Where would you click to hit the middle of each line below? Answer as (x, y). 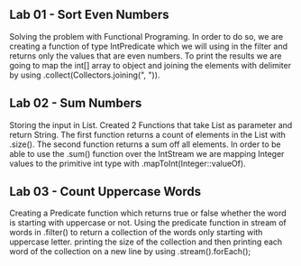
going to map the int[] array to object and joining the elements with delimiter (150, 65)
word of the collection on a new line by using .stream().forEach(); (130, 252)
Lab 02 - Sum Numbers (76, 103)
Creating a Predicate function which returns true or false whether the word (148, 213)
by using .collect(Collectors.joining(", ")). (85, 75)
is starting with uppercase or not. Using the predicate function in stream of (148, 223)
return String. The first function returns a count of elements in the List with (147, 134)
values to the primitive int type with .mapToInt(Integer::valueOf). (128, 163)
